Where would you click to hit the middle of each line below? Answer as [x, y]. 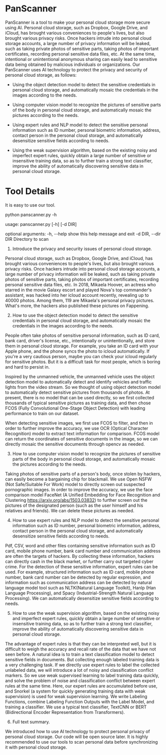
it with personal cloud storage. [36, 747]
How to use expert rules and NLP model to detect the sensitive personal [86, 520]
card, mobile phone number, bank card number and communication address [83, 551]
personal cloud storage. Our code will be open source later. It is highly [77, 737]
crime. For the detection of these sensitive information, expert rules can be [82, 566]
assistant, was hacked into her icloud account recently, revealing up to [77, 295]
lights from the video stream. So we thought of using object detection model [83, 387]
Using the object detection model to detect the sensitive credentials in [84, 84]
